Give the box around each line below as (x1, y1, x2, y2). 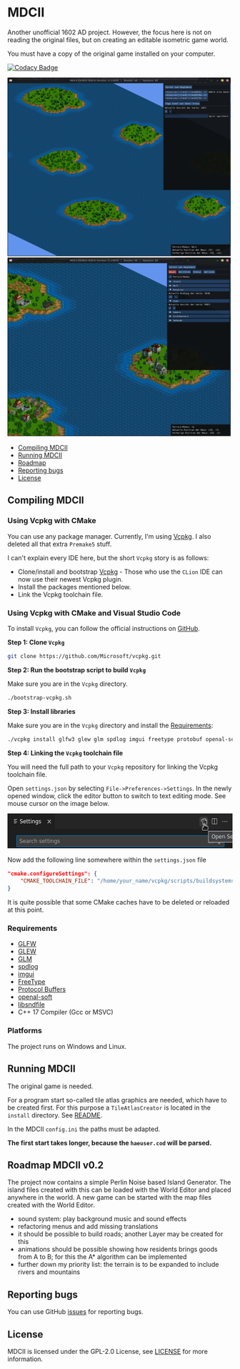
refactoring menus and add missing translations (17, 1223, 159, 1231)
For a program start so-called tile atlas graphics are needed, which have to (7, 1095, 227, 1104)
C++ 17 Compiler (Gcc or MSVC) (17, 1008, 114, 1017)
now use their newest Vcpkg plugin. (17, 574, 124, 583)
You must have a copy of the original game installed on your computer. (7, 49, 216, 58)
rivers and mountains (17, 1268, 81, 1276)
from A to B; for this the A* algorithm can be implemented (17, 1253, 187, 1261)
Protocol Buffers (17, 985, 66, 994)
